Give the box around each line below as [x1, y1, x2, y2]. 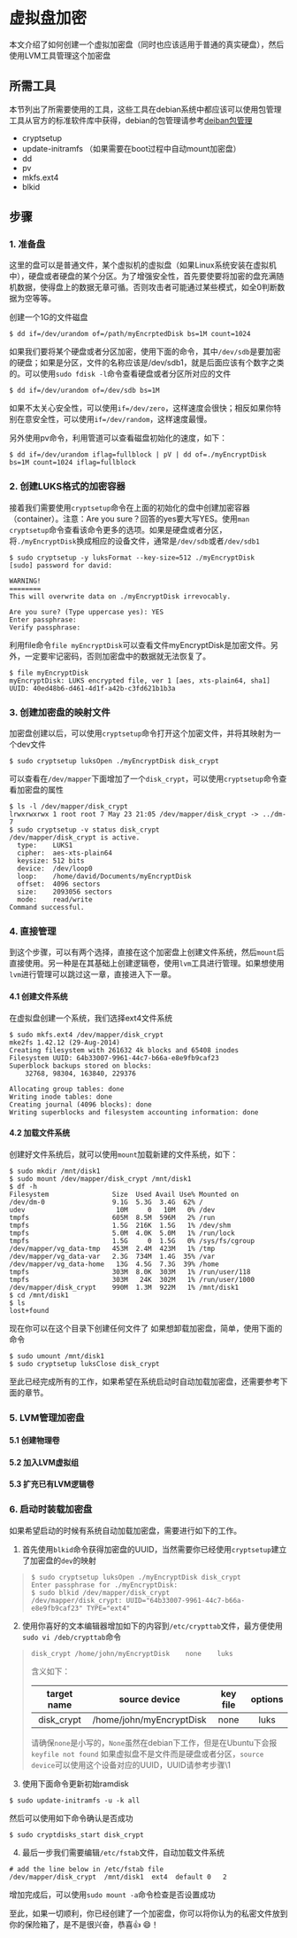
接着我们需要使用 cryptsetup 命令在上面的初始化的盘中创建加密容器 [9, 502, 250, 512]
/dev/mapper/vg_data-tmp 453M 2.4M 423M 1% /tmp [9, 1244, 216, 1253]
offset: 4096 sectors [17, 879, 101, 889]
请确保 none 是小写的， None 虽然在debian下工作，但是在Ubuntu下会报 [30, 1737, 278, 1747]
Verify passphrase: [9, 622, 81, 632]
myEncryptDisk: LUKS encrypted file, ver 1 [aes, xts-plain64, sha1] [9, 676, 271, 685]
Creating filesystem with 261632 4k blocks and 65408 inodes [9, 1045, 240, 1055]
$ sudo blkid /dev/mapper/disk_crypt [30, 1588, 171, 1597]
